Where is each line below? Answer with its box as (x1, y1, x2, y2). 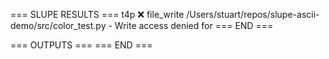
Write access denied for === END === (114, 20, 274, 31)
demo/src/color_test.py (10, 20, 107, 31)
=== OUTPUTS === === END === (10, 39, 153, 51)
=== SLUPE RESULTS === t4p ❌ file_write (10, 9, 185, 20)
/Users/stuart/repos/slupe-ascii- (186, 9, 320, 20)
